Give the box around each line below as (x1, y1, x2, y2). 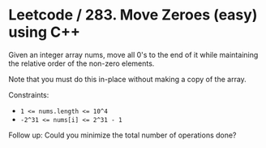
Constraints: (8, 89, 49, 99)
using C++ (8, 23, 81, 41)
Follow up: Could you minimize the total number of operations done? (8, 130, 237, 140)
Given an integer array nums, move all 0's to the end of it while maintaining (8, 50, 259, 59)
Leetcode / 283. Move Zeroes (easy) (8, 6, 258, 24)
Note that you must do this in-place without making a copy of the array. (8, 74, 247, 84)
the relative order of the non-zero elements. (8, 59, 155, 68)
